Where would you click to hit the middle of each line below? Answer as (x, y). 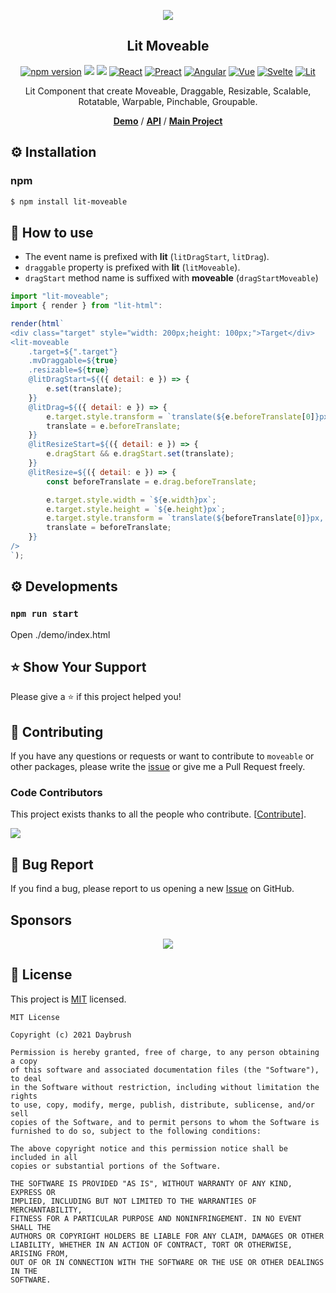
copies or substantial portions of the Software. (116, 1166)
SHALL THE (31, 1227)
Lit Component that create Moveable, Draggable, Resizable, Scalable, (168, 91)
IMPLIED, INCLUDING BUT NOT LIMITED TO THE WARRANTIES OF (133, 1201)
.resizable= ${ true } (69, 370)
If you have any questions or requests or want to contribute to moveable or (162, 756)
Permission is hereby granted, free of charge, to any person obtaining (165, 1052)
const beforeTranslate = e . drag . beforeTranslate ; (151, 481)
